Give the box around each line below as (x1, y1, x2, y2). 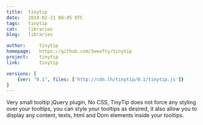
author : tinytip (6, 43, 59, 49)
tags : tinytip (6, 20, 48, 26)
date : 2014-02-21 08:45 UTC (6, 15, 84, 21)
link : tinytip (6, 59, 59, 66)
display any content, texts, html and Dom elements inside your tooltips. (6, 112, 184, 119)
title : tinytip (6, 9, 48, 15)
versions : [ (6, 71, 37, 77)
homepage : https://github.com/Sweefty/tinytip (6, 48, 132, 55)
